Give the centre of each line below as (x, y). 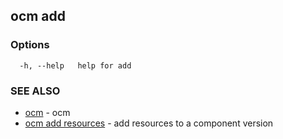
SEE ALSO (35, 91)
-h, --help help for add (75, 65)
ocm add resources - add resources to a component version (149, 123)
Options (30, 45)
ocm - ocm (47, 112)
